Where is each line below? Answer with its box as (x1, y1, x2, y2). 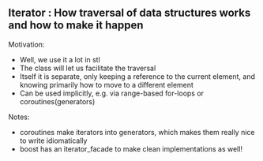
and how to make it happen (8, 19, 144, 32)
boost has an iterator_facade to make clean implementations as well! (19, 144, 243, 153)
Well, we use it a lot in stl (19, 54, 100, 64)
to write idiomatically (19, 136, 88, 145)
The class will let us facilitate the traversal (19, 63, 156, 73)
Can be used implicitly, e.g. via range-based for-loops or (19, 88, 204, 98)
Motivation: (8, 39, 45, 49)
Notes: (8, 112, 30, 122)
